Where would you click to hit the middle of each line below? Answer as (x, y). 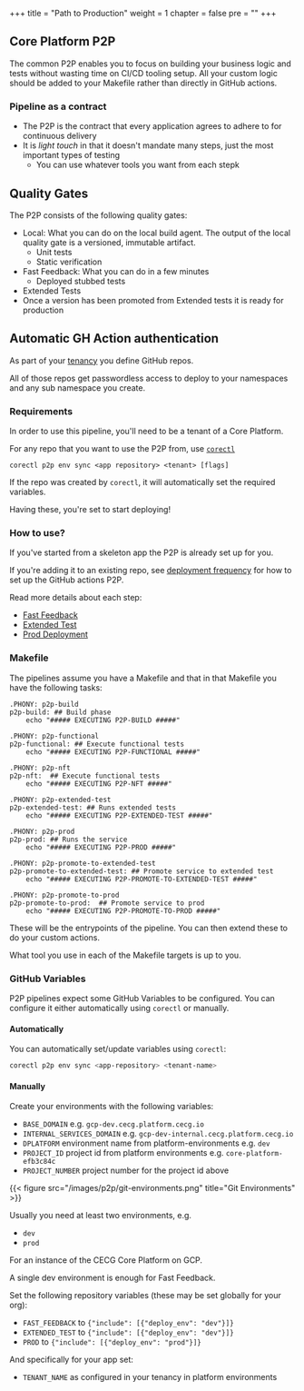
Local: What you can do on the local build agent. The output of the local (157, 233)
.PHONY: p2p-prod (42, 831)
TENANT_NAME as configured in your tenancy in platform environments (150, 1377)
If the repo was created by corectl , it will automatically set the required (142, 482)
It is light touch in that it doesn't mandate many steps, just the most (148, 145)
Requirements (41, 411)
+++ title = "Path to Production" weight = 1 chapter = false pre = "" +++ (143, 13)
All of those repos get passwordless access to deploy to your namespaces (149, 378)
